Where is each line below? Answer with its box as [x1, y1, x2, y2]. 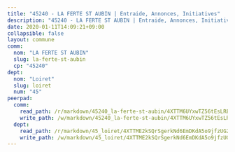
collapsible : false [7, 29, 64, 37]
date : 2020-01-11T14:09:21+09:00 [7, 23, 105, 30]
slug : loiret [13, 82, 52, 89]
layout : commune [7, 36, 55, 43]
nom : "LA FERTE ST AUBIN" [13, 50, 90, 57]
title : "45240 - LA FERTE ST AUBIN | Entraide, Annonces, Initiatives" [7, 10, 220, 18]
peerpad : [7, 95, 33, 102]
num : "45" [13, 88, 42, 95]
